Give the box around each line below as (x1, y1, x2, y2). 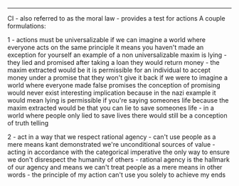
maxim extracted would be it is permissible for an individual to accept (7, 66, 211, 74)
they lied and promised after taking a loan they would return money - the (7, 58, 221, 66)
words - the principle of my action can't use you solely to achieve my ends (7, 170, 226, 179)
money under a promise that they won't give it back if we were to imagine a (7, 73, 228, 82)
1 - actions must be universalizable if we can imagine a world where (7, 36, 206, 43)
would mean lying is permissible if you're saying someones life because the (7, 96, 229, 104)
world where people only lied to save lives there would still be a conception (7, 111, 228, 120)
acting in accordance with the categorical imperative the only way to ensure (7, 148, 230, 156)
